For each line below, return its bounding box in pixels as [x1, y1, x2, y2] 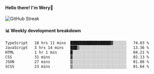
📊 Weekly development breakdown [5, 27, 81, 33]
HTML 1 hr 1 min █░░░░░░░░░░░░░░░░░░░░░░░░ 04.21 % [5, 50, 149, 55]
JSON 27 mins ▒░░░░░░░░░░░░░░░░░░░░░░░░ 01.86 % [5, 59, 149, 64]
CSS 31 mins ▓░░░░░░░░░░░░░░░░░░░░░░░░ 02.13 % [5, 55, 149, 60]
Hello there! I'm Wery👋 [5, 5, 54, 11]
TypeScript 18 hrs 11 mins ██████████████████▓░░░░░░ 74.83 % [5, 41, 149, 46]
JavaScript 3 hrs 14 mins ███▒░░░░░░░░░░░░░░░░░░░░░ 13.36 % [5, 45, 149, 50]
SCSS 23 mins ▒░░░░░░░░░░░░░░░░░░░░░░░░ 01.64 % [5, 64, 149, 69]
